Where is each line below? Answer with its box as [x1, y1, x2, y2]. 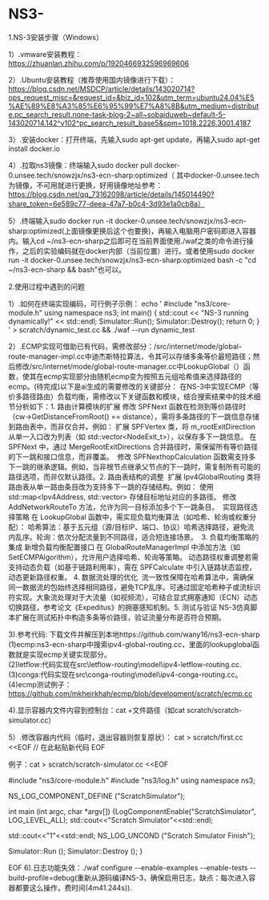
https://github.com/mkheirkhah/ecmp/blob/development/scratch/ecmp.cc [8, 688, 253, 698]
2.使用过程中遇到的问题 [8, 282, 86, 291]
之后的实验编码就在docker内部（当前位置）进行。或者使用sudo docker [22, 246, 255, 255]
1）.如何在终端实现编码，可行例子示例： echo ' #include [8, 299, 193, 308]
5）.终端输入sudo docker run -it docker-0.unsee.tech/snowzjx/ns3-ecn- [8, 216, 247, 226]
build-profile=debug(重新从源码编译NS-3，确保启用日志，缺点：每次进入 [8, 873, 249, 882]
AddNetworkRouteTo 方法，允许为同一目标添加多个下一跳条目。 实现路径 [8, 502, 251, 511]
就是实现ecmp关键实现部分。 [14, 650, 111, 659]
